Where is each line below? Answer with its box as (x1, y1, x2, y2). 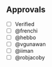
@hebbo (14, 34, 36, 41)
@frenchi (14, 27, 38, 34)
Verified (14, 20, 35, 27)
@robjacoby (14, 54, 45, 61)
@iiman (14, 47, 34, 55)
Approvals (6, 5, 46, 15)
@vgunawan (14, 41, 46, 47)
